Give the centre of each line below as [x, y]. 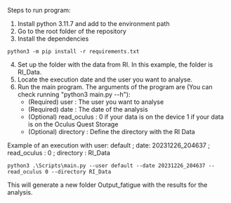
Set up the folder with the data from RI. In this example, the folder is [115, 65]
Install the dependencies [53, 39]
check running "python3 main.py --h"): [74, 94]
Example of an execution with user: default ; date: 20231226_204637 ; [109, 145]
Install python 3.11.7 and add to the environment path [93, 24]
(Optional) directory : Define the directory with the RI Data [111, 132]
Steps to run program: [39, 10]
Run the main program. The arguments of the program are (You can [115, 87]
